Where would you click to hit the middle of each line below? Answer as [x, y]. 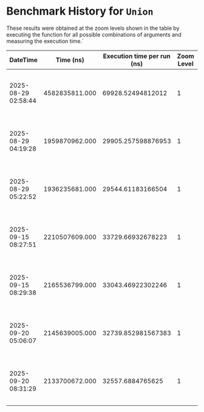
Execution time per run [137, 56]
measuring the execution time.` [45, 41]
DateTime [23, 60]
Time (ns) [70, 60]
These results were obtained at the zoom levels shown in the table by [93, 28]
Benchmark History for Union [80, 11]
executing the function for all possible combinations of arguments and [94, 34]
